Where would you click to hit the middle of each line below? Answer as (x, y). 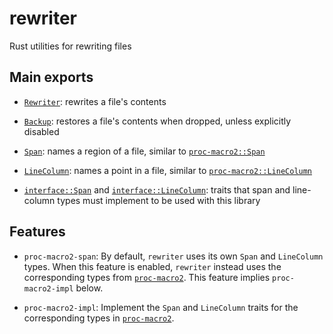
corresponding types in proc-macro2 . (99, 318)
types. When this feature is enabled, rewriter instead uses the (152, 266)
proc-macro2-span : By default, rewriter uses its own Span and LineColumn (173, 256)
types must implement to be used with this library (159, 200)
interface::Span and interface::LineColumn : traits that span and (157, 189)
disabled (41, 131)
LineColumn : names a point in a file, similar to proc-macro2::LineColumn (168, 170)
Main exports (51, 77)
